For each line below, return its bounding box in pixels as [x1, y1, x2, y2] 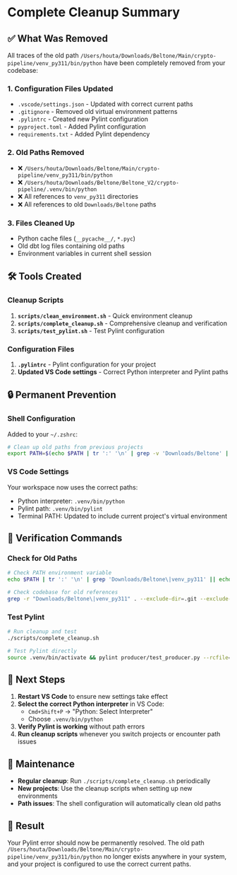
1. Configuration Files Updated [7, 83, 114, 93]
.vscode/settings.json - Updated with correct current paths [17, 100, 193, 108]
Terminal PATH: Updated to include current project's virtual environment [17, 511, 228, 520]
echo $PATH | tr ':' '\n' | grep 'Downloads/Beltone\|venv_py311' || [7, 576, 217, 584]
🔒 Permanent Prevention [7, 389, 116, 401]
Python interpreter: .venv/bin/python [17, 497, 126, 505]
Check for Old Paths [7, 553, 78, 563]
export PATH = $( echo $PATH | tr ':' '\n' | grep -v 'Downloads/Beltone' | [7, 450, 229, 457]
